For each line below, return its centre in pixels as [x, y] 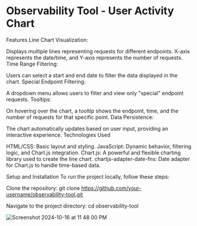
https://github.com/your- [112, 188]
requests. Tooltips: [29, 99]
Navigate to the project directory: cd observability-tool [72, 206]
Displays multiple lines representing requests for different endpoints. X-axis [98, 51]
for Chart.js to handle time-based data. [54, 165]
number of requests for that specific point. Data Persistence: [80, 117]
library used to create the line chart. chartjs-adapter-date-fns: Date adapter [98, 159]
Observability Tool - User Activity [90, 11]
